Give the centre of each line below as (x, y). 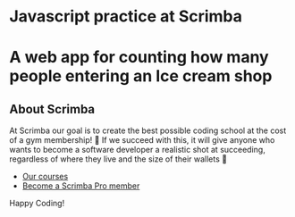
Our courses (45, 177)
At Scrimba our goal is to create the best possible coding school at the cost (148, 130)
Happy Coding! (37, 204)
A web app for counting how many (139, 58)
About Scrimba (52, 109)
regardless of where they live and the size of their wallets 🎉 (118, 159)
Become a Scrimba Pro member (81, 186)
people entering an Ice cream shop (141, 76)
